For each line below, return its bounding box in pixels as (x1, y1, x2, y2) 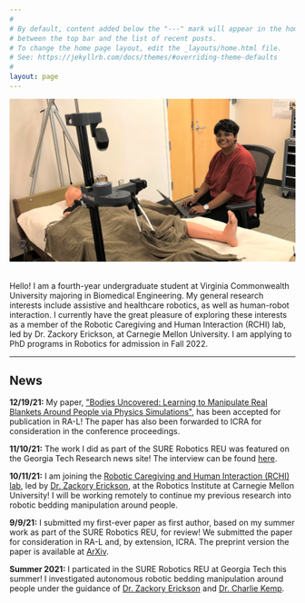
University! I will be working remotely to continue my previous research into (9, 490, 292, 501)
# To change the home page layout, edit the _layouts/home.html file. (9, 44, 282, 53)
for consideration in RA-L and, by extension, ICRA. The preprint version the (9, 537, 290, 548)
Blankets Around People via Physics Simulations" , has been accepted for (9, 407, 281, 418)
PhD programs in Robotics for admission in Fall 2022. (9, 338, 209, 349)
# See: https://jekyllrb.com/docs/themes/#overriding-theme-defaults (9, 53, 279, 63)
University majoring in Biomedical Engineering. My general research (9, 290, 264, 301)
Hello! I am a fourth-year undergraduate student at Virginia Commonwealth (9, 280, 290, 291)
